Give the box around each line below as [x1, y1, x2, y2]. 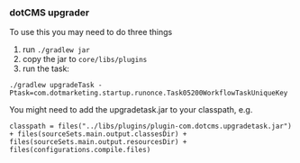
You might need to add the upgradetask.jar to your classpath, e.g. [9, 104, 253, 115]
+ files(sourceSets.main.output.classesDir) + [9, 130, 187, 139]
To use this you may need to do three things [9, 27, 173, 38]
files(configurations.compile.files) [9, 146, 151, 155]
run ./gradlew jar [22, 44, 90, 55]
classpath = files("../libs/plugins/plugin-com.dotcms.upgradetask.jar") [9, 122, 293, 131]
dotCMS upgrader [9, 6, 90, 19]
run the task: [22, 63, 70, 74]
